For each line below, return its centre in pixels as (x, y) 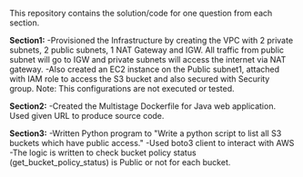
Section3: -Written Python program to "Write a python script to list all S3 (146, 133)
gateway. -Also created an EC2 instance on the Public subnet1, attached (145, 69)
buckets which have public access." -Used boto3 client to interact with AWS (152, 143)
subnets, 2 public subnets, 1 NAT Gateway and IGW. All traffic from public (147, 50)
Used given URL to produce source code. (87, 116)
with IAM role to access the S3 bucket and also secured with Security (140, 79)
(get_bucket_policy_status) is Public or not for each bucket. (120, 162)
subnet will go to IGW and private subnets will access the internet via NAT (148, 59)
